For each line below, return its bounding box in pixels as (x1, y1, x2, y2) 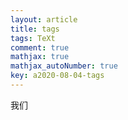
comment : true (10, 42, 70, 53)
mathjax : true (10, 52, 70, 62)
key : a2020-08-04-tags (10, 71, 105, 81)
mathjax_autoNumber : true (10, 61, 118, 71)
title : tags (10, 24, 60, 34)
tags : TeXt (10, 33, 56, 43)
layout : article (10, 14, 78, 25)
